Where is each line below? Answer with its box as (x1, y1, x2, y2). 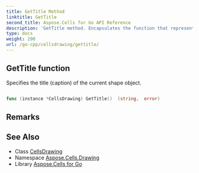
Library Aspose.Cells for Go (14, 160, 82, 167)
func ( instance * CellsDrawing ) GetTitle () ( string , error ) (6, 96, 161, 102)
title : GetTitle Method (6, 8, 65, 15)
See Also (6, 132, 40, 142)
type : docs (6, 31, 33, 37)
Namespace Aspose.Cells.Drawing (14, 154, 99, 161)
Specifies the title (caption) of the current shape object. (6, 79, 142, 86)
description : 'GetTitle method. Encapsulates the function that (6, 25, 168, 31)
